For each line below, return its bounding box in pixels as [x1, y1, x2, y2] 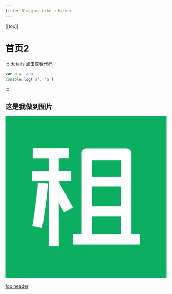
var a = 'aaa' [5, 71, 36, 76]
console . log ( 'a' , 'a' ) [5, 77, 54, 82]
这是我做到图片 [5, 102, 53, 111]
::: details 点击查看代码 [5, 61, 53, 67]
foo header [5, 283, 29, 289]
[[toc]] [5, 23, 19, 29]
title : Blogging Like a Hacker [5, 8, 72, 13]
